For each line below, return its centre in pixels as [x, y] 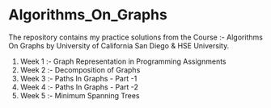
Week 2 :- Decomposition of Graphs [80, 69]
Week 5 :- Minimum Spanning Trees [80, 95]
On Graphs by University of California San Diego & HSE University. [119, 45]
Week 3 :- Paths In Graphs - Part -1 [78, 78]
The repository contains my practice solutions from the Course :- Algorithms [135, 37]
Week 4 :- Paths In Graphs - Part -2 [79, 87]
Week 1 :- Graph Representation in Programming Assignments [123, 61]
